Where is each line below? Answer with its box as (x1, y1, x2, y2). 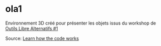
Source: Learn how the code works (5, 35, 79, 41)
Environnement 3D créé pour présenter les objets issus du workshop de (5, 20, 156, 26)
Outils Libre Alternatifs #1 (5, 25, 58, 31)
